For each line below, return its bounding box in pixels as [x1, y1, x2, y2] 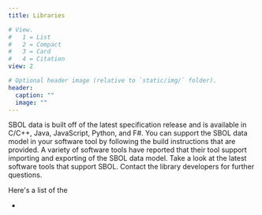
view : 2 [8, 62, 34, 71]
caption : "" [15, 91, 55, 99]
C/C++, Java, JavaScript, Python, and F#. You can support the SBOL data [8, 128, 248, 138]
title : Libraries [8, 11, 65, 20]
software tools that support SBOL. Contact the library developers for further [8, 162, 255, 172]
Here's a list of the [8, 186, 69, 195]
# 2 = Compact [8, 40, 62, 48]
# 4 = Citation [8, 55, 65, 63]
